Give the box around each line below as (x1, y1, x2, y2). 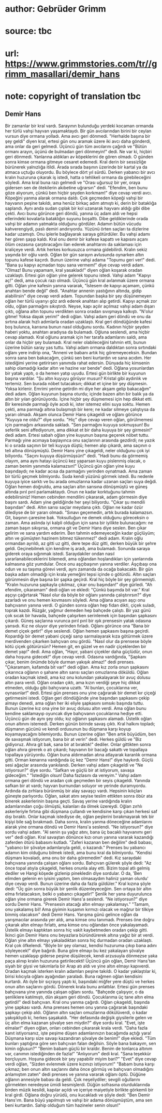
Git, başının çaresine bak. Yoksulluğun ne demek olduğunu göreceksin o (5, 514, 149, 520)
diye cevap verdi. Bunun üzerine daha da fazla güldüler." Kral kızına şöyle (5, 881, 151, 886)
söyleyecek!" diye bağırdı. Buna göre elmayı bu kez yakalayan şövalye (5, 948, 145, 953)
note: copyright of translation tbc (5, 91, 141, 101)
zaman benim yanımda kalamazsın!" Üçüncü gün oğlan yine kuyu (5, 463, 135, 469)
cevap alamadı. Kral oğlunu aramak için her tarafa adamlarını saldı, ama (5, 334, 147, 340)
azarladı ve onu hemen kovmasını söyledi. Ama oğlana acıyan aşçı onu (5, 597, 146, 603)
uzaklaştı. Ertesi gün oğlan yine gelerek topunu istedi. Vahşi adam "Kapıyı (5, 272, 151, 278)
